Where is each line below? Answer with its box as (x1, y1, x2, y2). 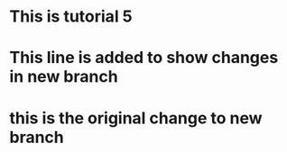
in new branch (9, 67, 119, 87)
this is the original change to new (9, 108, 263, 128)
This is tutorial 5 (9, 6, 133, 27)
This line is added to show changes (9, 48, 279, 68)
